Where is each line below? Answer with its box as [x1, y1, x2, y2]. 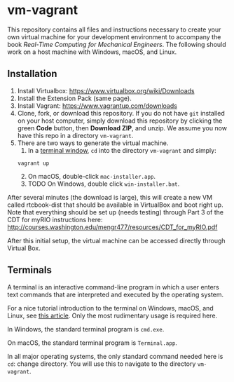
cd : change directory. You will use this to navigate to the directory [7, 360, 196, 368]
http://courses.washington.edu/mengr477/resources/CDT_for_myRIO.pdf [7, 223, 218, 231]
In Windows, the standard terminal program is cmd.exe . [7, 325, 165, 333]
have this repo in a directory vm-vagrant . [17, 131, 134, 139]
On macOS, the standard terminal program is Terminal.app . [7, 339, 177, 347]
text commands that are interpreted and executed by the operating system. [7, 290, 224, 299]
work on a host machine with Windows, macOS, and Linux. [7, 48, 177, 56]
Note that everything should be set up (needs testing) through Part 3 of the [7, 207, 224, 216]
